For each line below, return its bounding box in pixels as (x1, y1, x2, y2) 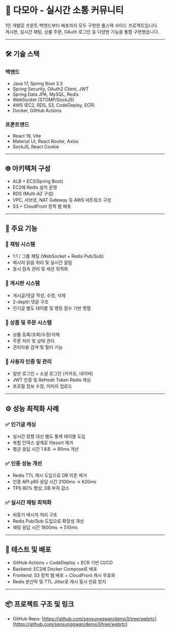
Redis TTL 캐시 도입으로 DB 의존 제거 (12, 473, 87, 479)
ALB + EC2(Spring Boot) (12, 178, 63, 184)
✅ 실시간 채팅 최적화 (5, 499, 52, 506)
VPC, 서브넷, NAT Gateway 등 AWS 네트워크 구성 (12, 196, 111, 203)
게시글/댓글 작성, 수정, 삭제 (12, 292, 66, 298)
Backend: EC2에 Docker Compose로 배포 (12, 566, 98, 572)
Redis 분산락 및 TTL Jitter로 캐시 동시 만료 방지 (12, 579, 106, 585)
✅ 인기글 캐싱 (5, 421, 36, 428)
